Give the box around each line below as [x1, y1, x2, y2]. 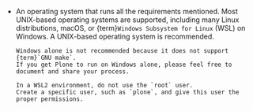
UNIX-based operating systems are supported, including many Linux [15, 15, 240, 24]
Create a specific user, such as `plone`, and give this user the [15, 88, 240, 96]
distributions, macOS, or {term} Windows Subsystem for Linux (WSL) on [15, 24, 246, 32]
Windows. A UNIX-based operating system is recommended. [15, 31, 215, 41]
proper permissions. [15, 95, 84, 103]
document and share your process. [15, 68, 130, 76]
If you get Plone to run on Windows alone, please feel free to [15, 61, 232, 68]
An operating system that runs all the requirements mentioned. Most [15, 7, 239, 16]
